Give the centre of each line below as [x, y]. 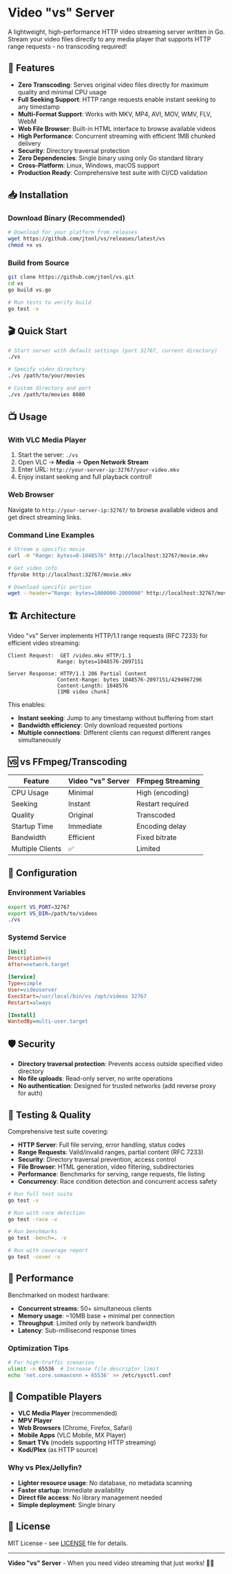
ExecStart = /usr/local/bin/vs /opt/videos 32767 [77, 996]
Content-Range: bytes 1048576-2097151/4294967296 [129, 680]
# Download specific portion [50, 587]
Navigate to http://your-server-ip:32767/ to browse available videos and [113, 510]
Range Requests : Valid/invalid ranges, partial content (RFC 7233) [110, 1152]
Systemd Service [37, 937]
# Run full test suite [40, 1194]
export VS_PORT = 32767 [39, 907]
